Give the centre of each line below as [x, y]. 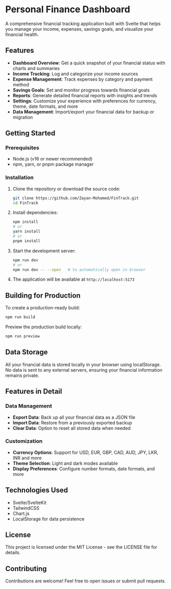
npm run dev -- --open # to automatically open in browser [79, 269]
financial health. [22, 34]
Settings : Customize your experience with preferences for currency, [84, 101]
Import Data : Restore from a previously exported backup [72, 422]
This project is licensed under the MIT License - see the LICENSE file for [81, 547]
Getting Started [30, 133]
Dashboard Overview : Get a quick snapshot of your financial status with [89, 63]
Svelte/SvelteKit [30, 503]
